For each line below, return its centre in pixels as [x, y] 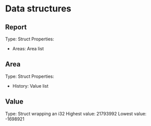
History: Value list [30, 86]
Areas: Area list [28, 49]
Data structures [38, 9]
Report [16, 27]
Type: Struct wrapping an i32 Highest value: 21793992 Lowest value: [76, 114]
